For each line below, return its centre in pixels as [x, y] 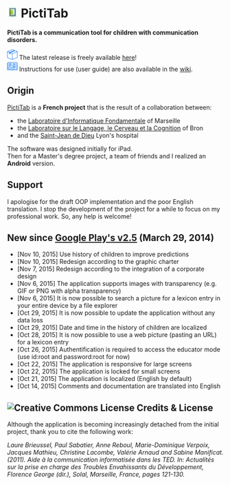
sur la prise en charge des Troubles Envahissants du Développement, [105, 467]
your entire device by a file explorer [67, 306]
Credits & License [175, 407]
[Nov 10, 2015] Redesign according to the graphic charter [98, 262]
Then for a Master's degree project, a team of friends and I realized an [106, 156]
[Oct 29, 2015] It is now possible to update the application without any [116, 313]
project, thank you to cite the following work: [70, 432]
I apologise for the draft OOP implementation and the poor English [100, 201]
